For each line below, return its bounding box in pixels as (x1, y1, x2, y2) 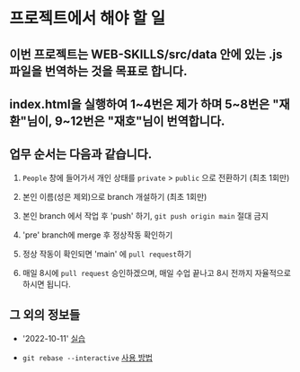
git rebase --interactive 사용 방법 (22, 351, 154, 363)
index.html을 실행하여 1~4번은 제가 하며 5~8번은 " (9, 96, 279, 112)
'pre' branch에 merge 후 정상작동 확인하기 (22, 229, 173, 240)
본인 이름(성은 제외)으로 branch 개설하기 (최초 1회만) (22, 191, 207, 202)
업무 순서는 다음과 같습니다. (9, 147, 153, 162)
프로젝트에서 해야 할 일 (9, 8, 166, 29)
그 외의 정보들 (9, 307, 81, 323)
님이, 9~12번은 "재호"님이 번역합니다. (26, 113, 225, 128)
